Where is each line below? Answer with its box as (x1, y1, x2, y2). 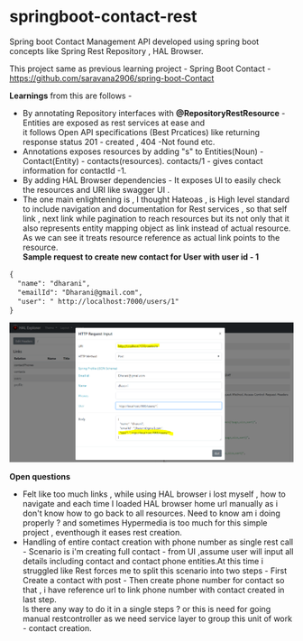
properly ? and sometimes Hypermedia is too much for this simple (22, 517, 268, 528)
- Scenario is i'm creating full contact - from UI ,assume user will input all (22, 545, 294, 556)
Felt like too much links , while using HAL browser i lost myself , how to (22, 489, 286, 499)
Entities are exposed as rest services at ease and (22, 117, 206, 128)
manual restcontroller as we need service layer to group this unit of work (22, 613, 293, 624)
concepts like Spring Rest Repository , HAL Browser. (9, 45, 204, 56)
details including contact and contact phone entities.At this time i (22, 555, 264, 566)
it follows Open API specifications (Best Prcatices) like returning (22, 126, 260, 137)
